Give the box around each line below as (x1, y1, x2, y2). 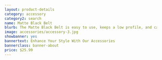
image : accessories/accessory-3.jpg (4, 30, 78, 34)
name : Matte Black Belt (4, 20, 53, 26)
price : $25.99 (4, 47, 33, 52)
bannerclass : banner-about (4, 43, 59, 48)
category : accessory (4, 12, 46, 16)
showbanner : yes (4, 34, 37, 39)
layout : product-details (4, 7, 55, 12)
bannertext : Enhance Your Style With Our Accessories (4, 39, 116, 44)
